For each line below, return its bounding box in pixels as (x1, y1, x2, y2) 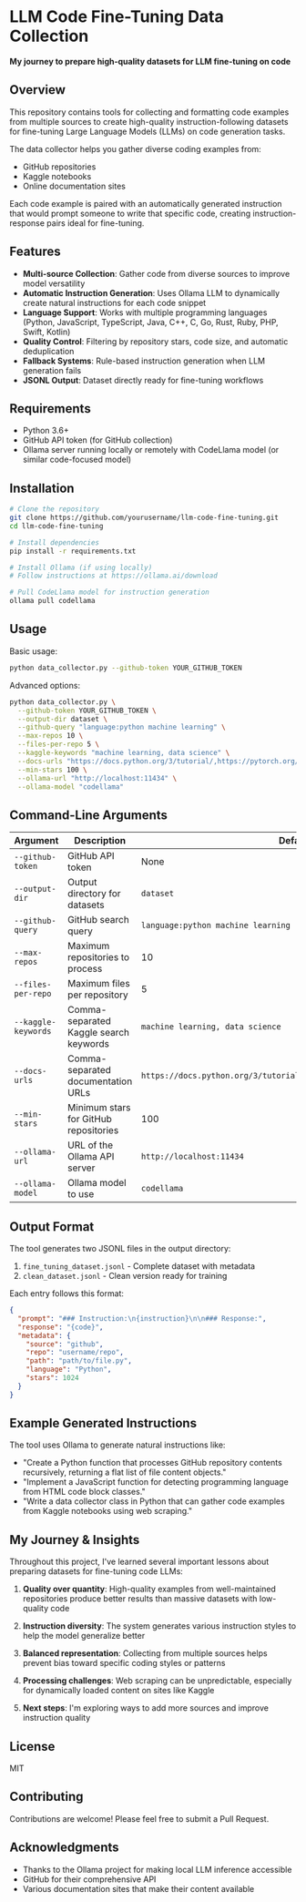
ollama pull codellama (9, 597, 96, 606)
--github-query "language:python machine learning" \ (17, 722, 226, 732)
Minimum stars (67, 1101, 131, 1114)
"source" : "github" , (25, 1339, 104, 1349)
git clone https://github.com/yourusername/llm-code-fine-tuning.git (9, 513, 280, 523)
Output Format (9, 1219, 95, 1234)
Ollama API (67, 1150, 115, 1163)
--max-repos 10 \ (17, 731, 84, 741)
